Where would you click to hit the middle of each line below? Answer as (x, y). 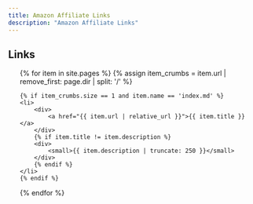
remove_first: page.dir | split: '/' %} (76, 82)
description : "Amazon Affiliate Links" (73, 23)
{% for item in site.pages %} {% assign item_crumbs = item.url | (123, 73)
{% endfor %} (42, 193)
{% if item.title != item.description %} (103, 137)
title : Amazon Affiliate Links (59, 15)
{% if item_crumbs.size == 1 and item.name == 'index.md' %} (122, 96)
